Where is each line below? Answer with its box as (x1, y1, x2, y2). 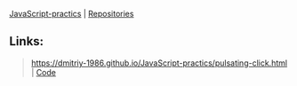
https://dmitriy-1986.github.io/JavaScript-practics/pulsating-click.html (30, 58, 287, 68)
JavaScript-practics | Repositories (9, 9, 134, 19)
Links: (9, 34, 44, 49)
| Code (30, 66, 56, 77)
